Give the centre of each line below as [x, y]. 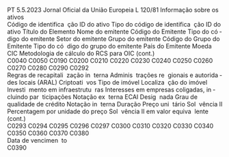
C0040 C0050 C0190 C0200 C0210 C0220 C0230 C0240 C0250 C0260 [110, 60]
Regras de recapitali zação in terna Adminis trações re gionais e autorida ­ [114, 75]
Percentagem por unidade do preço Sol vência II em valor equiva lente [108, 111]
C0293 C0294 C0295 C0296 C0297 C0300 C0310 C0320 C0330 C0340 [110, 126]
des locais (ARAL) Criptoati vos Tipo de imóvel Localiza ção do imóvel [107, 82]
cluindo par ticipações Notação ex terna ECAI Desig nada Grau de [103, 97]
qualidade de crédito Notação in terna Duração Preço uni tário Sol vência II [115, 104]
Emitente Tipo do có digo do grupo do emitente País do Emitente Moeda [109, 46]
